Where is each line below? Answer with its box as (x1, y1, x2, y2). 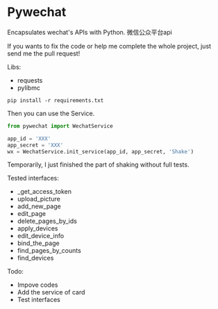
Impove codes (17, 281, 58, 289)
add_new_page (17, 202, 61, 210)
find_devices (17, 254, 54, 262)
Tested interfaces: (7, 174, 59, 183)
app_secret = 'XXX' (7, 142, 64, 149)
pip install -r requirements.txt (7, 97, 104, 104)
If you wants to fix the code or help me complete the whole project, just (7, 42, 212, 50)
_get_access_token (17, 187, 72, 196)
